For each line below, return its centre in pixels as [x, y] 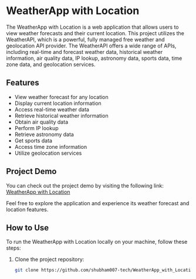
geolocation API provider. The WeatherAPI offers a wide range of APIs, [91, 46]
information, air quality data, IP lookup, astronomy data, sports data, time [94, 58]
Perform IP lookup [36, 128]
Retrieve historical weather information [61, 115]
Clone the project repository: [49, 260]
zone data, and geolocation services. [51, 64]
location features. [27, 209]
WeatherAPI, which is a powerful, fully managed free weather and [85, 39]
